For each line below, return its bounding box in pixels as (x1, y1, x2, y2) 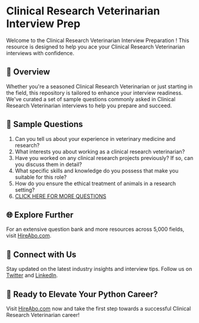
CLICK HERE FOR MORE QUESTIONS (14, 192, 106, 200)
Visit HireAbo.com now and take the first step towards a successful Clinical (6, 305, 191, 312)
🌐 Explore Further (6, 210, 74, 220)
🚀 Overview (6, 67, 50, 77)
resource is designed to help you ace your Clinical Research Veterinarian (6, 43, 185, 50)
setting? (14, 186, 35, 193)
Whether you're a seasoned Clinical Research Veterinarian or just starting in (6, 83, 193, 90)
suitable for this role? (14, 173, 67, 180)
